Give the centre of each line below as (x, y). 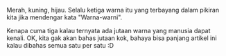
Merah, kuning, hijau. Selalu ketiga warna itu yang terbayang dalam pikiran (113, 10)
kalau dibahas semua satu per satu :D (60, 45)
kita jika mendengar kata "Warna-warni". (64, 17)
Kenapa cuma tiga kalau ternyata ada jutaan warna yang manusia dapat (108, 31)
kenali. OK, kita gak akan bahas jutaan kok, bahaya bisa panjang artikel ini (112, 38)
